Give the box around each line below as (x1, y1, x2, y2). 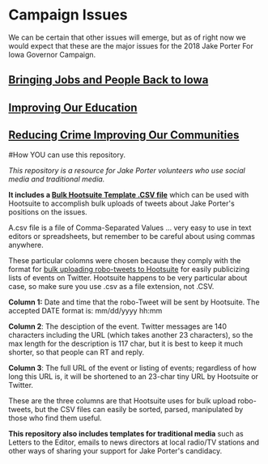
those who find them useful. (8, 413, 103, 423)
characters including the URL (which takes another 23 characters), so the (8, 330, 253, 339)
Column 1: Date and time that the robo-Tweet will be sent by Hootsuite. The (8, 297, 261, 307)
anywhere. (8, 240, 44, 249)
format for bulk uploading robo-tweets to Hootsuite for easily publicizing (8, 264, 250, 274)
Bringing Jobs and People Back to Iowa (8, 73, 209, 87)
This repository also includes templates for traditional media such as (8, 428, 245, 438)
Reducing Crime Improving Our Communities (8, 128, 240, 143)
